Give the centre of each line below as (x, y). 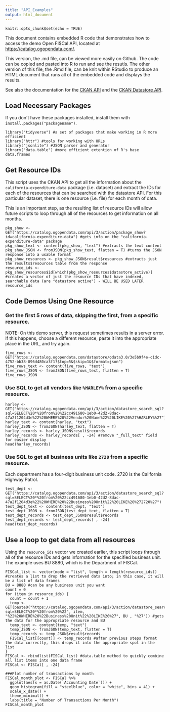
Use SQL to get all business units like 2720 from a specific (77, 457)
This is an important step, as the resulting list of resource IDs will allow (79, 208)
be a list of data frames (32, 581)
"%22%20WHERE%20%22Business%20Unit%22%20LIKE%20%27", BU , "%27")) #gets (85, 616)
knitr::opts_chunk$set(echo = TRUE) (44, 28)
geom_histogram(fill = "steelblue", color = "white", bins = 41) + (82, 687)
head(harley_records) (28, 444)
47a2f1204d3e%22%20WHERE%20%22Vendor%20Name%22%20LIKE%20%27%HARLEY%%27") (86, 418)
